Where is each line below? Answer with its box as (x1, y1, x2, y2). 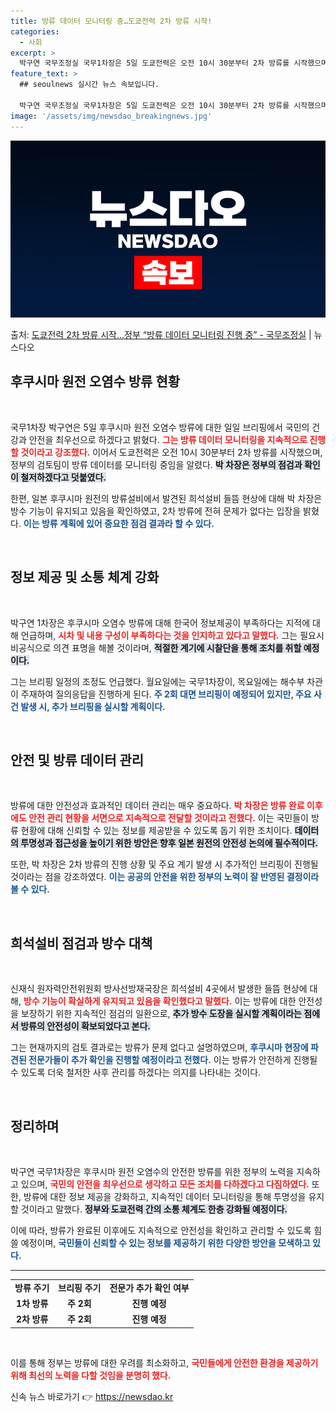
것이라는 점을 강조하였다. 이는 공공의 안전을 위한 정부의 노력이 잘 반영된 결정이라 (10, 871, 320, 883)
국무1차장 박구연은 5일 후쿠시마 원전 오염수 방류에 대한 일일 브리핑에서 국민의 (10, 421, 310, 433)
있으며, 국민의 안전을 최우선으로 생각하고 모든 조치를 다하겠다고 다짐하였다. (20, 1178, 310, 1190)
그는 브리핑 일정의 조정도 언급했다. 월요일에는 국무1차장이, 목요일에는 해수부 (10, 675, 305, 687)
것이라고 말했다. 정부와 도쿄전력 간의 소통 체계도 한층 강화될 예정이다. (20, 1203, 288, 1215)
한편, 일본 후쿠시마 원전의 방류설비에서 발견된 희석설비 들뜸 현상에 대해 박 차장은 (10, 492, 323, 504)
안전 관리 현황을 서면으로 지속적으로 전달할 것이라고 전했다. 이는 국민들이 (28, 812, 309, 824)
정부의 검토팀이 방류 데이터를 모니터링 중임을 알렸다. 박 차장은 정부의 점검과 (10, 458, 303, 470)
